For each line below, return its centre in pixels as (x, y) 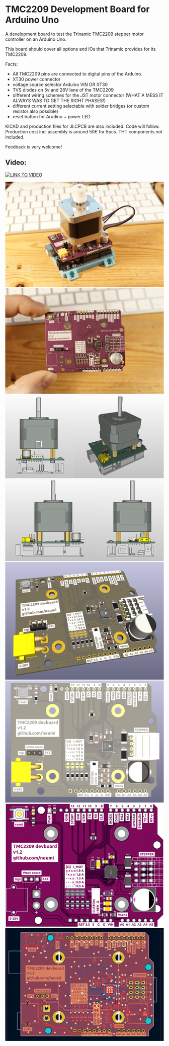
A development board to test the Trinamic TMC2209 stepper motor (75, 34)
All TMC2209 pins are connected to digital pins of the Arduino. (77, 73)
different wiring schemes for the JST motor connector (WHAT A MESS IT (88, 95)
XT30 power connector (36, 79)
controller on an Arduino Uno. (36, 39)
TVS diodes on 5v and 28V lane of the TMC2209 (63, 90)
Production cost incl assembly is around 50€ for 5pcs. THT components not (84, 131)
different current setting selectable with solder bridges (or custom (81, 106)
